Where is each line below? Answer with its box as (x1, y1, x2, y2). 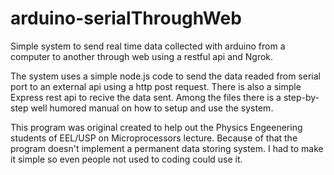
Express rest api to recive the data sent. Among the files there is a (10, 91, 282, 103)
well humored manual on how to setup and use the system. (30, 102, 274, 114)
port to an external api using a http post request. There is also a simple (10, 80, 302, 92)
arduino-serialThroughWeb (10, 7, 242, 30)
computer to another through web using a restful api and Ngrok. (10, 50, 274, 62)
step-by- (283, 91, 320, 103)
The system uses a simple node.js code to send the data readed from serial (10, 70, 321, 82)
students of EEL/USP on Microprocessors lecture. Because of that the (10, 132, 298, 144)
